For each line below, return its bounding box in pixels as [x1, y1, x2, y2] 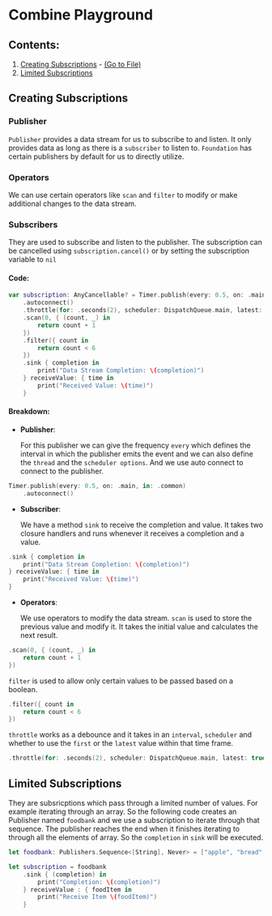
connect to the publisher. [19, 466, 104, 476]
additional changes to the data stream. [8, 199, 137, 208]
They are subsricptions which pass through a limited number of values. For [8, 798, 258, 807]
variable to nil [8, 255, 57, 264]
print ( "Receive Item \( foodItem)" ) [37, 893, 158, 901]
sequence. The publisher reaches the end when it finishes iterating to [8, 824, 240, 833]
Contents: [8, 38, 60, 52]
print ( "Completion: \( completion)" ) [37, 878, 161, 886]
